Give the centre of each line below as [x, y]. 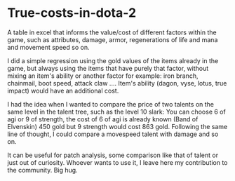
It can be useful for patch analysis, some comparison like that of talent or [113, 155]
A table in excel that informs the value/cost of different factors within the [112, 32]
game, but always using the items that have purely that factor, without [108, 68]
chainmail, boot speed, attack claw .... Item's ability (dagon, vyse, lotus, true [117, 83]
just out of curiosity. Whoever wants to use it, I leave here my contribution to [117, 162]
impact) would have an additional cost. [63, 90]
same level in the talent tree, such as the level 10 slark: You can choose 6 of [116, 112]
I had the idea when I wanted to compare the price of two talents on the [111, 104]
